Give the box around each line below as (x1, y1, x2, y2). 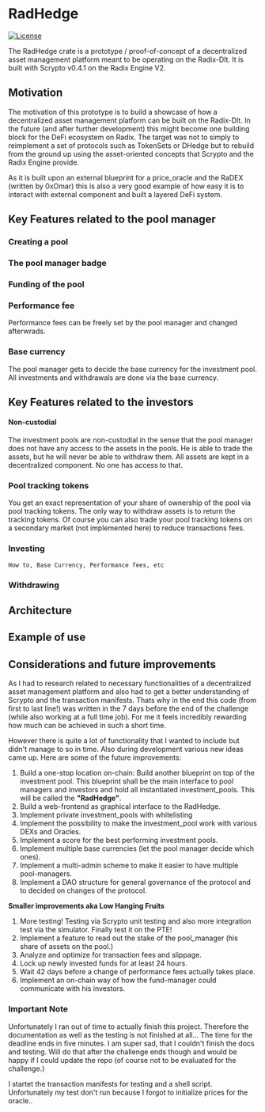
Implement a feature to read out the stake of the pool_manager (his (19, 933, 239, 943)
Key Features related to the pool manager (8, 213, 216, 226)
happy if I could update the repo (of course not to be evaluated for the (8, 1055, 237, 1065)
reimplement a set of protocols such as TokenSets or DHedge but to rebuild (8, 140, 255, 150)
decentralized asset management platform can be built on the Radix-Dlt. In (8, 116, 251, 125)
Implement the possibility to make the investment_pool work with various (19, 818, 257, 828)
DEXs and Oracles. (19, 827, 81, 837)
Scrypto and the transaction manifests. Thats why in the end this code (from (8, 696, 257, 705)
